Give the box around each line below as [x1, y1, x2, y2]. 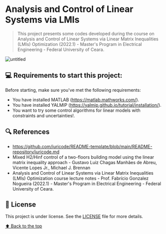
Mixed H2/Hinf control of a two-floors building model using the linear [12, 154, 155, 160]
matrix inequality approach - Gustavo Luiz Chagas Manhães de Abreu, [12, 159, 157, 165]
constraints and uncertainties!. [12, 112, 75, 118]
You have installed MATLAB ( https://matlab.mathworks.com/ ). [12, 96, 140, 103]
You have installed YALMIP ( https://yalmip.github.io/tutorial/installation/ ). [12, 102, 162, 108]
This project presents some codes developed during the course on [17, 30, 155, 36]
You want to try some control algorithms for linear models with [12, 107, 141, 113]
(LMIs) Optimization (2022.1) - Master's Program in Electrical [17, 41, 142, 47]
